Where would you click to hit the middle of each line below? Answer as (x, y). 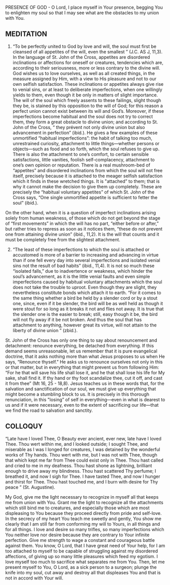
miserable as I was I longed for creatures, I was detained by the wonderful (83, 449)
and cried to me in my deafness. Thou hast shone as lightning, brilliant (79, 465)
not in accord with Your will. (34, 578)
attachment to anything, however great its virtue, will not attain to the (84, 325)
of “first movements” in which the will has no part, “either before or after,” (82, 223)
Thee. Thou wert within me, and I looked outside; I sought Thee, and (77, 444)
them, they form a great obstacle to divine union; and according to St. (85, 122)
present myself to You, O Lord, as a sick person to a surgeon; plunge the (81, 567)
